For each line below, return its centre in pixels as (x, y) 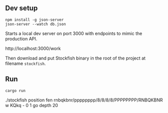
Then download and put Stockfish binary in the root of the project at (75, 58)
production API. (21, 38)
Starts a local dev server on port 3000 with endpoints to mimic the (74, 33)
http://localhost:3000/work (33, 48)
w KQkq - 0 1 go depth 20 (32, 105)
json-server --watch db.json (36, 24)
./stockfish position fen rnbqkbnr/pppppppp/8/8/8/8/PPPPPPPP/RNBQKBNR (84, 100)
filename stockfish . (26, 63)
